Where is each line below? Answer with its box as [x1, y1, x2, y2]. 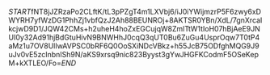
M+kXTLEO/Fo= [8, 58, 62, 68]
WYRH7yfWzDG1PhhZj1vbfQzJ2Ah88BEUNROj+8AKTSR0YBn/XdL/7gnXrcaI [8, 15, 263, 25]
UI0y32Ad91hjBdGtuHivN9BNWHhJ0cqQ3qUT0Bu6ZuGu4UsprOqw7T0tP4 [8, 32, 260, 42]
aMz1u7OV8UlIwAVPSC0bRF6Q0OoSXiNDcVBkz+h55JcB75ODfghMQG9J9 [8, 41, 260, 51]
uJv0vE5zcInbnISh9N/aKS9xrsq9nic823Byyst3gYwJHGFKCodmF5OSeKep [8, 50, 259, 59]
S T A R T [8, 7, 32, 16]
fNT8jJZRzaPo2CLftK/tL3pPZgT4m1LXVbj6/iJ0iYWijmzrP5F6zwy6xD [31, 7, 261, 16]
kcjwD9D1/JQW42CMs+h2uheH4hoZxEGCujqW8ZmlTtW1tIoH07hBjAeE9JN [8, 24, 261, 33]
